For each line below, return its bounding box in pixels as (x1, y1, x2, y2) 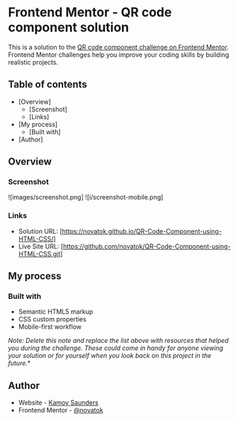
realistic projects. (8, 58, 59, 66)
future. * (8, 359, 31, 368)
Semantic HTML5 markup (18, 307, 93, 316)
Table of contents (8, 79, 87, 91)
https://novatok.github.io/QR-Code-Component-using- (62, 226, 222, 235)
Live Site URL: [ (18, 242, 64, 251)
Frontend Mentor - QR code (8, 4, 172, 21)
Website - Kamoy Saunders (18, 398, 98, 407)
